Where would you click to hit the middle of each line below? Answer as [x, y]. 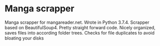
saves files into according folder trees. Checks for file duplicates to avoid [80, 33]
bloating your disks [24, 38]
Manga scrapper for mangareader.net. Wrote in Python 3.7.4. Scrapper [77, 22]
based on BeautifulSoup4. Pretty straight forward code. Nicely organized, [80, 27]
